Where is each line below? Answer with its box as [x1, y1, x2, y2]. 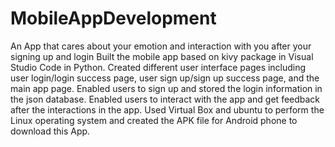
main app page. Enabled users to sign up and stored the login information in [10, 82, 323, 94]
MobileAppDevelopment [10, 7, 217, 30]
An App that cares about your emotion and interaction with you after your [10, 40, 312, 52]
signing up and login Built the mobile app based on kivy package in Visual [10, 50, 314, 62]
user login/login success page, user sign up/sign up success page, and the [10, 72, 320, 84]
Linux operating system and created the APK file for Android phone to [10, 114, 298, 126]
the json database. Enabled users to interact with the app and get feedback [10, 93, 321, 105]
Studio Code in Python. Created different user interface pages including [10, 61, 307, 73]
